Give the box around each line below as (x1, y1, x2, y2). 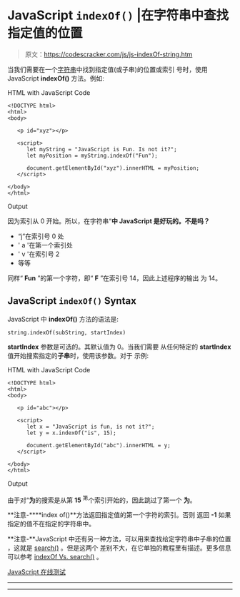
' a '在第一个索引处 (17, 240, 73, 249)
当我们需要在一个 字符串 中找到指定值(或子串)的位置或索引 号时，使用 (7, 65, 209, 73)
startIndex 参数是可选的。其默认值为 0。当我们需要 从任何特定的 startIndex (7, 342, 231, 351)
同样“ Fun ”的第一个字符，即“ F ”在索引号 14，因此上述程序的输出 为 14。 (7, 273, 222, 282)
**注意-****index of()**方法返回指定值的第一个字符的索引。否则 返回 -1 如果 (7, 511, 231, 519)
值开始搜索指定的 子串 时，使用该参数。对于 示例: (7, 351, 149, 359)
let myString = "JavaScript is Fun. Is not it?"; (26, 146, 177, 153)
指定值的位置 (7, 25, 84, 41)
